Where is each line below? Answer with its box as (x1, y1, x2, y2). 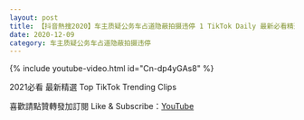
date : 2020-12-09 (9, 30, 75, 39)
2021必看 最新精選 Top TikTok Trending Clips (9, 82, 177, 93)
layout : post (9, 13, 59, 23)
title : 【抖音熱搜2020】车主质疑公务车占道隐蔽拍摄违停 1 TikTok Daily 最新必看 (9, 22, 288, 31)
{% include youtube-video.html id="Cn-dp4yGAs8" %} (9, 63, 214, 74)
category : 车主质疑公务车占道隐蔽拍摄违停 (9, 38, 151, 48)
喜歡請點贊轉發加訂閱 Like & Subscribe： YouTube (9, 101, 195, 112)
